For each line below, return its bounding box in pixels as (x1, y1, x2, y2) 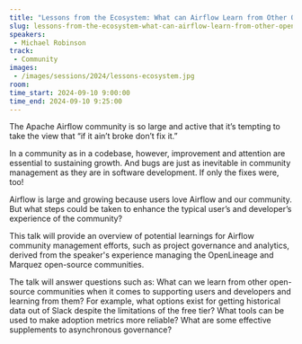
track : (9, 47, 34, 56)
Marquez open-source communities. (9, 260, 145, 270)
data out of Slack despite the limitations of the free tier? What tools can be (9, 305, 285, 316)
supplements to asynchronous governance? (9, 324, 173, 335)
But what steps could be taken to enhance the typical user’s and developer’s (9, 204, 292, 215)
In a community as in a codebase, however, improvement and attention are (9, 148, 286, 159)
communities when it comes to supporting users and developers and (37, 287, 292, 297)
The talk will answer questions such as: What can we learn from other (9, 277, 268, 287)
